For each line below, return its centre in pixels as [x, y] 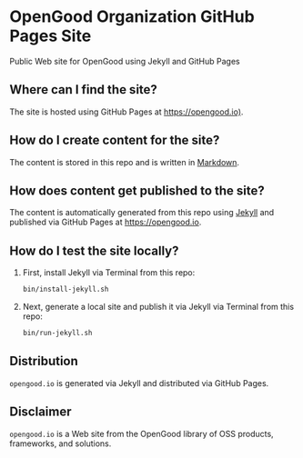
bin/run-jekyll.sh [57, 334]
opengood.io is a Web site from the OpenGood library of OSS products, [142, 433]
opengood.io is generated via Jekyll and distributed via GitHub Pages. [139, 383]
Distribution [44, 361]
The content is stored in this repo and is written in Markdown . [124, 162]
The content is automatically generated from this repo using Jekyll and [142, 213]
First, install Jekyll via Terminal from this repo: [109, 273]
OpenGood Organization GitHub [132, 17]
